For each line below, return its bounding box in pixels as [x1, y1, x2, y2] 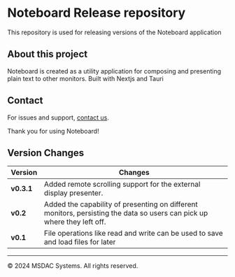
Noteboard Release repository [7, 5, 186, 21]
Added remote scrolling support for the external [44, 180, 201, 190]
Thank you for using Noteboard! [7, 127, 99, 135]
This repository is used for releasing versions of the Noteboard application [7, 28, 222, 36]
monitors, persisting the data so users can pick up [44, 208, 208, 218]
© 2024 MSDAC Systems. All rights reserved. [7, 262, 138, 270]
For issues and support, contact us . [7, 113, 110, 122]
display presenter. [44, 188, 104, 198]
